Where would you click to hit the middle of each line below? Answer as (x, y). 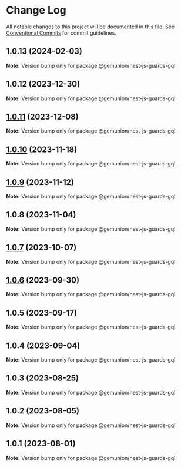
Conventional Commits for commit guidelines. (61, 32)
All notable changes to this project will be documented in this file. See (90, 27)
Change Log (36, 10)
